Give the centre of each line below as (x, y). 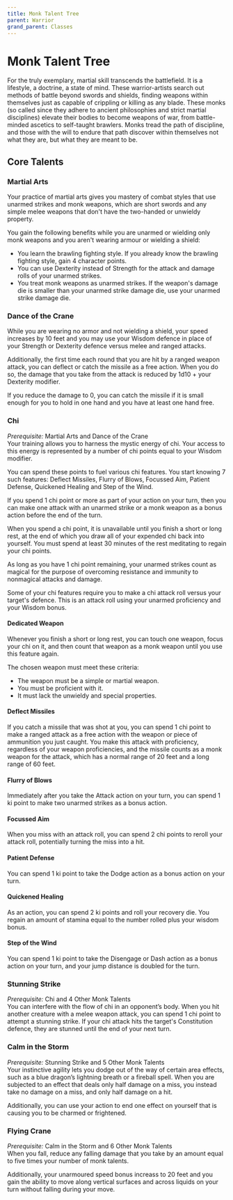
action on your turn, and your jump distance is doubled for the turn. (104, 966)
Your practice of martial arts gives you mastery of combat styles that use (112, 197)
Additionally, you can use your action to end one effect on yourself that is (112, 1105)
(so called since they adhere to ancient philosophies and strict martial (107, 110)
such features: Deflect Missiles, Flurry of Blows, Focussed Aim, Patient (109, 479)
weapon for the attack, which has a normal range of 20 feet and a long (109, 757)
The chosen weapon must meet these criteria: (73, 667)
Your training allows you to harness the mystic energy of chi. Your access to (116, 443)
